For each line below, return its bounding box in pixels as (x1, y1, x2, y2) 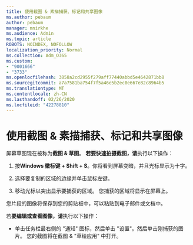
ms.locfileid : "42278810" (6, 102, 69, 108)
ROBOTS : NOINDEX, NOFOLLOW (6, 42, 72, 48)
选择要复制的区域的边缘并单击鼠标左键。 (14, 175, 113, 182)
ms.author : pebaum (6, 14, 51, 20)
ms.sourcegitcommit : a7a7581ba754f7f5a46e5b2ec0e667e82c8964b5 (6, 80, 165, 86)
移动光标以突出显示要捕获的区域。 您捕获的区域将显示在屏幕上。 (14, 187, 171, 195)
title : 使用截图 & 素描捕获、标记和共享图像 (6, 8, 103, 15)
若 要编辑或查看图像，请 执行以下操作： (6, 213, 99, 220)
